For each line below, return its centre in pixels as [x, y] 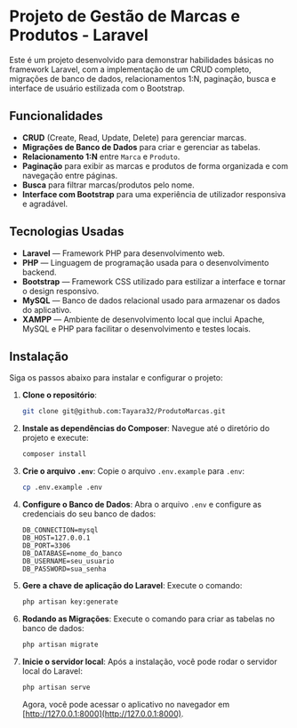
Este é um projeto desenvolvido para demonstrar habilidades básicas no [141, 60]
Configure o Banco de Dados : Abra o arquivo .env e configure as [142, 504]
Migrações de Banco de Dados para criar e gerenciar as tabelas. [141, 147]
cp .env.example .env [62, 488]
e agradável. [45, 204]
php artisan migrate [60, 644]
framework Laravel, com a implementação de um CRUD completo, [130, 69]
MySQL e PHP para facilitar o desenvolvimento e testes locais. [136, 328]
